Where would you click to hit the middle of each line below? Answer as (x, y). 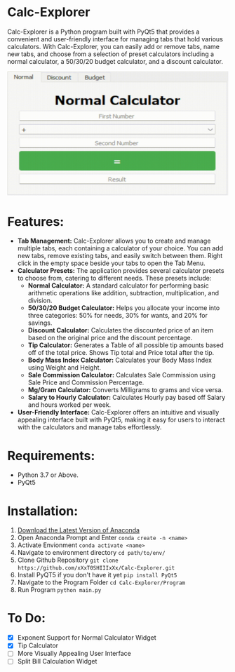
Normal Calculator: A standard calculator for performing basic (118, 285)
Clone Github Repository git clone (68, 560)
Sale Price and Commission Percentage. (86, 382)
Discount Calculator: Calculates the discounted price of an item (121, 330)
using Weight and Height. (65, 368)
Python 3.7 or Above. (48, 475)
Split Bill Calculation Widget (57, 661)
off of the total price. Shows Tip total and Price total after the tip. (121, 353)
